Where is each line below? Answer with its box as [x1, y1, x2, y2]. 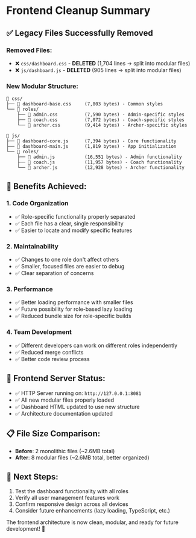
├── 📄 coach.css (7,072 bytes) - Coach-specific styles [17, 117, 185, 123]
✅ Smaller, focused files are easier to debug [14, 263, 125, 270]
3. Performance [6, 285, 53, 294]
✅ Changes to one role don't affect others [14, 256, 119, 264]
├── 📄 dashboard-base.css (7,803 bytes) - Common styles [6, 101, 163, 107]
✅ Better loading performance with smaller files [14, 299, 134, 306]
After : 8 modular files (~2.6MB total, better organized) [14, 454, 150, 461]
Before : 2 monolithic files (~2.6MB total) [14, 448, 115, 455]
